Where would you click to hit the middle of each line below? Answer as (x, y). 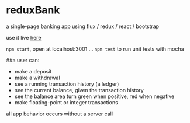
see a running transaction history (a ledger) (67, 84)
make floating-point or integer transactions (66, 102)
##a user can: (23, 60)
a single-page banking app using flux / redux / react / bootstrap (83, 26)
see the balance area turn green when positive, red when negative (94, 96)
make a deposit (33, 71)
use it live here (24, 37)
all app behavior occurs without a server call (59, 114)
